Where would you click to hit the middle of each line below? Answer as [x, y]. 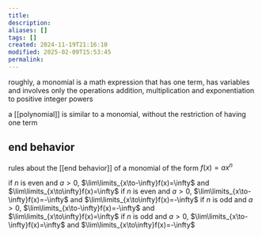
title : [19, 15]
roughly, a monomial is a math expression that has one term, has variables [129, 82]
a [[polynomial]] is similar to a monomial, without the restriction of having [127, 114]
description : [30, 23]
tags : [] [23, 38]
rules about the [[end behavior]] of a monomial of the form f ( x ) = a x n [121, 167]
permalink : [26, 60]
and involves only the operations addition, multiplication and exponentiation [131, 90]
